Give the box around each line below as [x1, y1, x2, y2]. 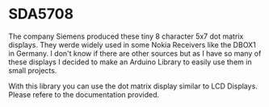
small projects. [8, 65, 57, 75]
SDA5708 [8, 5, 74, 23]
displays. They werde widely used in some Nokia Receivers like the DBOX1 [8, 39, 256, 49]
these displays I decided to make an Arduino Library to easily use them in [8, 57, 252, 67]
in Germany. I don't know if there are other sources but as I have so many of [8, 48, 262, 58]
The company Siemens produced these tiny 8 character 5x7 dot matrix [8, 31, 244, 41]
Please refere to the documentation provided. [8, 89, 160, 99]
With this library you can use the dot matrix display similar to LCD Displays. [8, 81, 258, 91]
